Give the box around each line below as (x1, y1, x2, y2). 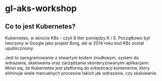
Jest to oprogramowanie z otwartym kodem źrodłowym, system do (5, 55, 139, 61)
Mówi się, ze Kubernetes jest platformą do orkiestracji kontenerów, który (5, 65, 150, 71)
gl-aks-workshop (5, 3, 77, 14)
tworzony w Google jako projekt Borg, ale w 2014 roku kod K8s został (5, 40, 144, 46)
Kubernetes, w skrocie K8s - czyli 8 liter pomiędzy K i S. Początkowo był (5, 35, 150, 41)
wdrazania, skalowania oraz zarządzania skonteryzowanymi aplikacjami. (5, 60, 150, 65)
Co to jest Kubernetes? (5, 22, 76, 31)
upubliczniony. (5, 46, 34, 51)
